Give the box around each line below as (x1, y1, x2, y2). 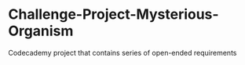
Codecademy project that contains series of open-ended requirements (8, 48, 237, 57)
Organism (8, 22, 74, 40)
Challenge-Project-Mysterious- (8, 5, 219, 23)
